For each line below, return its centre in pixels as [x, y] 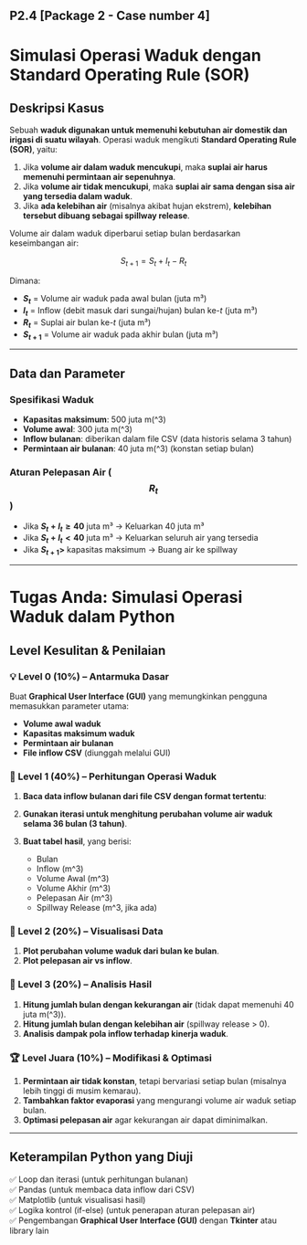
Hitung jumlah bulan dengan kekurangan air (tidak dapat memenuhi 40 [158, 1004]
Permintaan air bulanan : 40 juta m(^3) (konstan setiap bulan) [138, 448]
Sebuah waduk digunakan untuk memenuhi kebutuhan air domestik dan [148, 130]
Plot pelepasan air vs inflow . [77, 961]
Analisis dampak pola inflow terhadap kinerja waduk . [125, 1033]
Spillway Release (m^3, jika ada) [97, 908]
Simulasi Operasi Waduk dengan [136, 55]
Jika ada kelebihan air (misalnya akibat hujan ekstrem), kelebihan [147, 206]
